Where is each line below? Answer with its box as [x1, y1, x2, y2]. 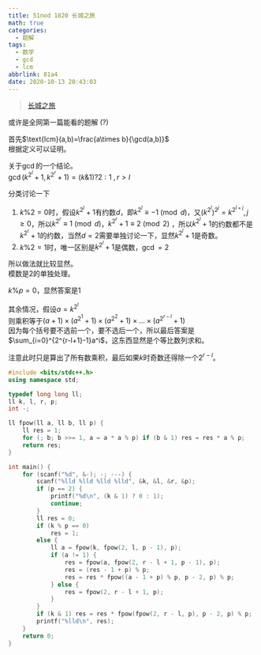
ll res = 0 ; [36, 514, 76, 522]
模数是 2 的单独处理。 [8, 269, 75, 278]
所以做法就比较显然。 [8, 259, 77, 269]
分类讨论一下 [8, 189, 50, 199]
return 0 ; [22, 632, 55, 640]
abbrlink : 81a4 [8, 70, 58, 78]
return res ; [22, 441, 62, 449]
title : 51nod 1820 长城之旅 [8, 11, 96, 20]
